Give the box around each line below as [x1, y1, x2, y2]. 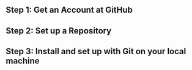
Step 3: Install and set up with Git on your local [6, 46, 186, 57]
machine [6, 56, 40, 66]
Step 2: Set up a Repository [6, 26, 112, 36]
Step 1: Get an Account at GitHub [6, 5, 133, 15]
